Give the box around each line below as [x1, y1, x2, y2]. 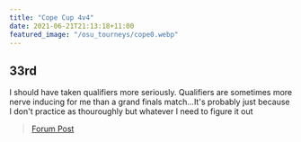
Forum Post [31, 123, 75, 135]
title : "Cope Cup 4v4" [9, 13, 94, 22]
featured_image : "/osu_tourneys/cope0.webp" [9, 30, 179, 39]
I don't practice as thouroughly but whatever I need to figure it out [9, 106, 253, 117]
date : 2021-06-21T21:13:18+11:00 [9, 22, 135, 31]
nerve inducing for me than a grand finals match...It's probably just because [9, 96, 290, 108]
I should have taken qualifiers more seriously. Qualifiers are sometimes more [9, 87, 293, 98]
